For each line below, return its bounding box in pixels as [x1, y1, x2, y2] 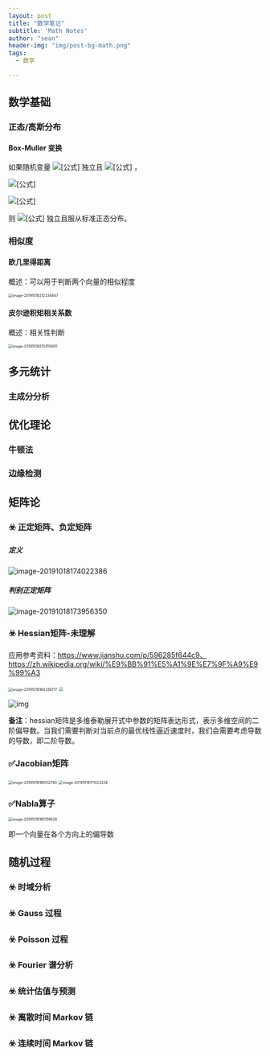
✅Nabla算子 [8, 798, 55, 809]
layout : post [8, 11, 52, 20]
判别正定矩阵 [8, 586, 51, 595]
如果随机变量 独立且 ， [8, 162, 142, 172]
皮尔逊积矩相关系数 [8, 308, 72, 318]
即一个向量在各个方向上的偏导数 [8, 829, 114, 839]
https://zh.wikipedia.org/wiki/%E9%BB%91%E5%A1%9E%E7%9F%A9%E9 [8, 659, 259, 668]
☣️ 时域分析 [8, 881, 51, 893]
